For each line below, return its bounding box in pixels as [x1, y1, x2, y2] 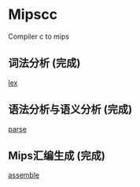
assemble [8, 170, 40, 180]
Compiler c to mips [8, 32, 69, 41]
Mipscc [8, 6, 57, 24]
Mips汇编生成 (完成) [8, 148, 106, 163]
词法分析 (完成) [8, 57, 81, 70]
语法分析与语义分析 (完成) [8, 103, 132, 116]
